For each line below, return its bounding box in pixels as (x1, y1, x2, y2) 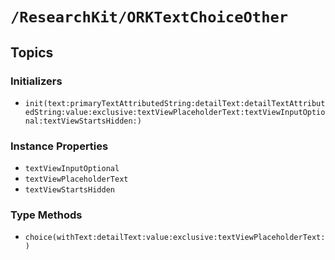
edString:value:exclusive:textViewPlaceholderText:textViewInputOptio (24, 107, 326, 117)
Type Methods (10, 208, 83, 222)
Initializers (10, 74, 63, 88)
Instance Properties (10, 139, 109, 153)
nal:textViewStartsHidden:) (24, 116, 142, 126)
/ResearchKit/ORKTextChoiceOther (10, 8, 289, 27)
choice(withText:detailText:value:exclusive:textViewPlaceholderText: (24, 233, 326, 243)
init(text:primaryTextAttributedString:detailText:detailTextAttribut (24, 98, 326, 108)
